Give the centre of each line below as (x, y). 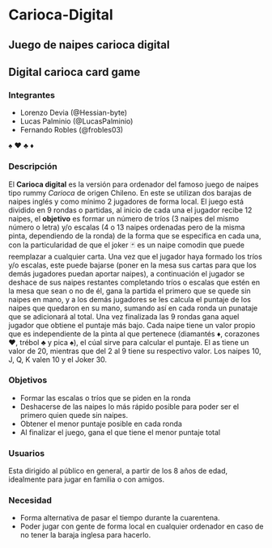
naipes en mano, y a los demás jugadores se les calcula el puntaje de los (130, 299)
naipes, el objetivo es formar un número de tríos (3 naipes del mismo (124, 218)
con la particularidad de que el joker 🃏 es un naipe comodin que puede (127, 245)
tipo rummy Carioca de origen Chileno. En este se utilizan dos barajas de (130, 192)
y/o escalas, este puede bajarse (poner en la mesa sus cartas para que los (132, 265)
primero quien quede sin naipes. (74, 415)
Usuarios (27, 453)
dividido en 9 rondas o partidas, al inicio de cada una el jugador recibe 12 (130, 210)
